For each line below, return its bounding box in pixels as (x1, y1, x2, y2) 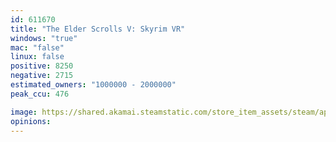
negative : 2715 (10, 71, 74, 81)
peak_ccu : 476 (10, 89, 70, 99)
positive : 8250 (10, 61, 74, 71)
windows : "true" (10, 33, 78, 43)
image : (10, 107, 38, 117)
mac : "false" (10, 42, 65, 53)
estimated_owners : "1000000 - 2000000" (10, 80, 177, 90)
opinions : (10, 116, 52, 126)
